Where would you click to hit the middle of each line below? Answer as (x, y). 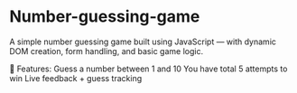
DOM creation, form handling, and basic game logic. (107, 51)
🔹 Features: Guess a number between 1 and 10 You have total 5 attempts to (148, 69)
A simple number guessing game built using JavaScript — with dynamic (143, 42)
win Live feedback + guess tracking (76, 78)
